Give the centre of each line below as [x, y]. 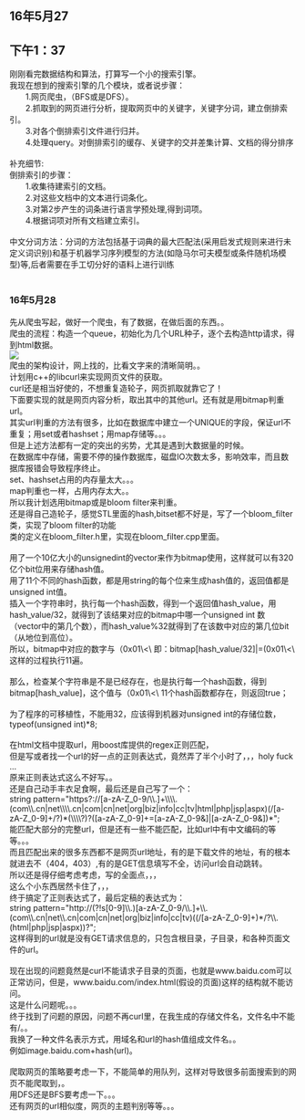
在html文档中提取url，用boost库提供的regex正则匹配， [112, 744]
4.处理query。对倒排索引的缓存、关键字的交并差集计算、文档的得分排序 [160, 142]
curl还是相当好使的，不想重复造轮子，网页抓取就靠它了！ [117, 388]
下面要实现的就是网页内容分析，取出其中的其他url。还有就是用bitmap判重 [147, 399]
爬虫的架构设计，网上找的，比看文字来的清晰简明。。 [107, 365]
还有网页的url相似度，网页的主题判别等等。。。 [94, 1105]
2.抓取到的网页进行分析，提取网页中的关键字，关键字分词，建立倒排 [153, 109]
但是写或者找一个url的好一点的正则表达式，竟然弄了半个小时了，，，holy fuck [152, 756]
